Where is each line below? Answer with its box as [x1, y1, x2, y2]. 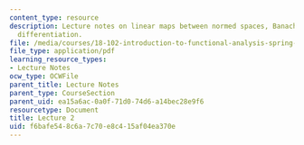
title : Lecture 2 [9, 113, 75, 122]
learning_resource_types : [9, 55, 107, 64]
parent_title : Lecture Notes [9, 80, 119, 89]
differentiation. [17, 30, 83, 39]
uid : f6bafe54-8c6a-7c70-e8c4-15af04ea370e [9, 122, 176, 131]
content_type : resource [9, 13, 100, 23]
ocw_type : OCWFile [9, 72, 79, 81]
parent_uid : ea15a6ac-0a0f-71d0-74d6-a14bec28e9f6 [9, 96, 204, 106]
